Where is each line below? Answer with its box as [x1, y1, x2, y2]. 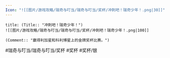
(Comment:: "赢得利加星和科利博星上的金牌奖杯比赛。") [5, 38, 110, 43]
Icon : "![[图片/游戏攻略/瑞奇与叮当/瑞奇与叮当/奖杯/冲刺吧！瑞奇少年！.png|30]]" [5, 7, 165, 13]
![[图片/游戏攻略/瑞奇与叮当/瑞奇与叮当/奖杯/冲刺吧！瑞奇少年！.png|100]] [5, 27, 149, 33]
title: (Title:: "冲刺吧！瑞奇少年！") [5, 22, 83, 27]
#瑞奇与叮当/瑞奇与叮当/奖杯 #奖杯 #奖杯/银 [5, 47, 98, 53]
